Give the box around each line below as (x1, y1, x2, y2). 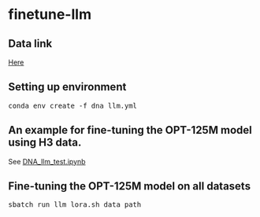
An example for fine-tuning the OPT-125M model (8, 123, 252, 137)
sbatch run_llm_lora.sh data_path (8, 200, 142, 209)
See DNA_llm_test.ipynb (8, 156, 86, 166)
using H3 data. (8, 136, 82, 149)
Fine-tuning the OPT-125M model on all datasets (8, 179, 251, 193)
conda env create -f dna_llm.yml (8, 101, 138, 110)
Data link (8, 37, 53, 50)
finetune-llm (8, 6, 92, 24)
